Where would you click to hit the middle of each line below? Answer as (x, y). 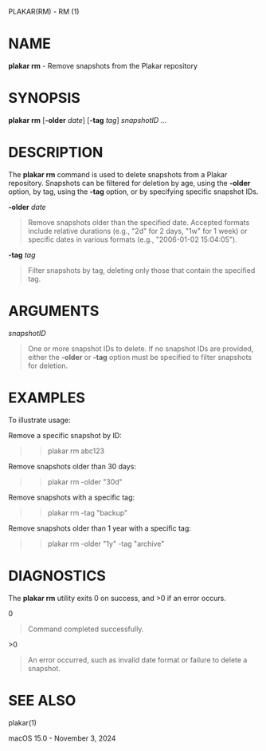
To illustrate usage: (39, 420)
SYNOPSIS (45, 98)
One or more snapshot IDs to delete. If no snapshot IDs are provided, (141, 348)
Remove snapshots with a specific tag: (72, 497)
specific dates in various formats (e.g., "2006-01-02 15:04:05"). (132, 239)
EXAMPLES (47, 397)
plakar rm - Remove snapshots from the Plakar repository (103, 65)
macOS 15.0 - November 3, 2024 (62, 738)
